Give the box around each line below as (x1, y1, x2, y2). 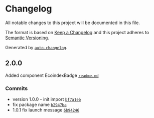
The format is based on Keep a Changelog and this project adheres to (5, 29, 149, 35)
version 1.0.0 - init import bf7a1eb (12, 96, 81, 102)
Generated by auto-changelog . (5, 44, 68, 50)
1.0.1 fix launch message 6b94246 (12, 107, 80, 113)
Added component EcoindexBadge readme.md (5, 72, 99, 78)
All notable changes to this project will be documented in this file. (5, 20, 140, 26)
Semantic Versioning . (5, 35, 49, 41)
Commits (5, 85, 28, 92)
